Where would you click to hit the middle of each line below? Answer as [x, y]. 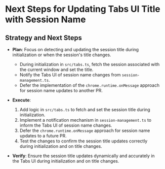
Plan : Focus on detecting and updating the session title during [76, 50]
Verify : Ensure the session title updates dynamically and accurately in [83, 156]
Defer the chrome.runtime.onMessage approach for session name [85, 131]
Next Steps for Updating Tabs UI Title [83, 9]
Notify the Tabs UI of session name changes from [70, 75]
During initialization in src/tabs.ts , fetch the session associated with [89, 64]
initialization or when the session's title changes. [62, 55]
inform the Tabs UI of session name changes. [66, 125]
